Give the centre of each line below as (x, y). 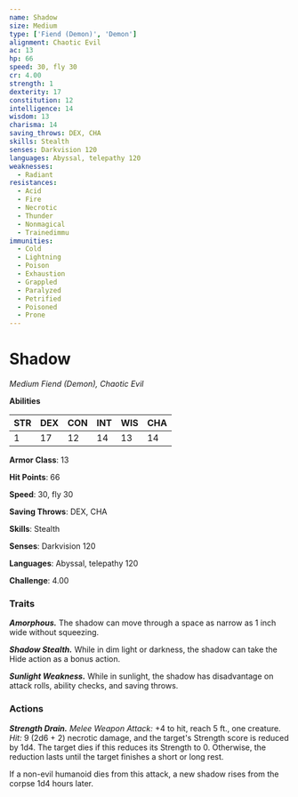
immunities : (31, 241)
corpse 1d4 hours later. (52, 783)
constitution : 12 (41, 100)
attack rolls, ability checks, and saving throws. (94, 686)
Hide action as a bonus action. (65, 659)
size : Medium (33, 26)
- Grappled (37, 282)
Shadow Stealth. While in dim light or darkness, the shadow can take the (143, 649)
